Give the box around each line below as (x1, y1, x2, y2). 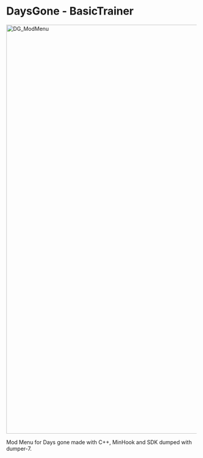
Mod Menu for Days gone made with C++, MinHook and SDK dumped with (6, 438, 192, 446)
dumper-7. (6, 445, 32, 452)
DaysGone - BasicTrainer (6, 4, 134, 18)
